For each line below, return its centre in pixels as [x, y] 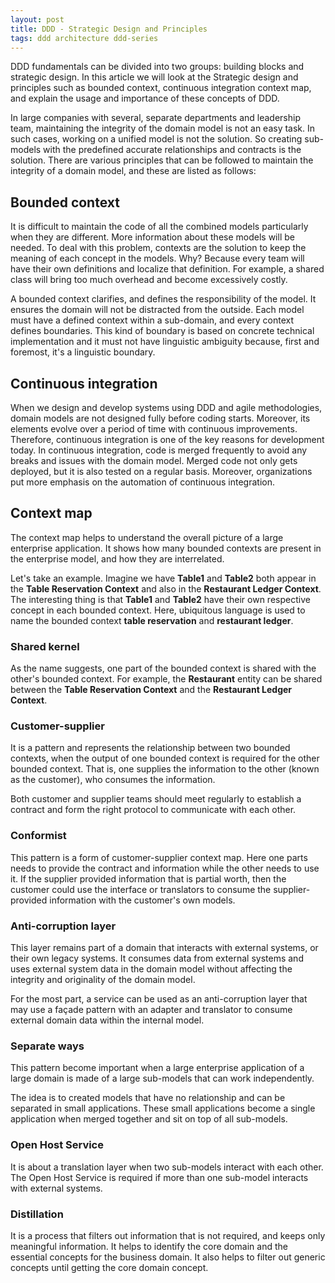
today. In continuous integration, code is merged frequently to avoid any [159, 450]
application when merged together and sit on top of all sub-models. [149, 1119]
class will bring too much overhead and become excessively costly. [149, 280]
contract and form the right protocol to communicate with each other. [153, 810]
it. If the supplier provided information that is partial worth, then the [148, 878]
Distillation [37, 1214]
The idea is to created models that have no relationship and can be [148, 1098]
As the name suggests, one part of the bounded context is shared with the [163, 668]
